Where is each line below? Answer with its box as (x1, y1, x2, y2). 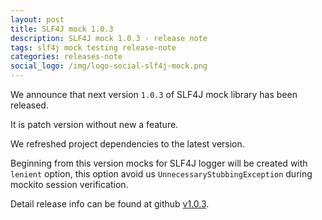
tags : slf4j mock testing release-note (10, 42, 177, 53)
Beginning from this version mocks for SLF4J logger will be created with (10, 157, 308, 169)
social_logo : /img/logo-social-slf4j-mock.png (10, 61, 208, 71)
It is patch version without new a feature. (10, 119, 179, 130)
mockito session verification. (10, 179, 129, 190)
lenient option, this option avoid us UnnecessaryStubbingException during (10, 168, 313, 180)
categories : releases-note (10, 52, 123, 62)
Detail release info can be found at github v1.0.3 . (10, 198, 210, 210)
